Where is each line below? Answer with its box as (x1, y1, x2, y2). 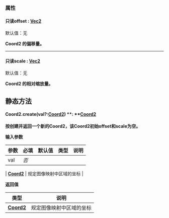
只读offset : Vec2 (5, 18, 42, 24)
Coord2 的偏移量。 (5, 41, 44, 47)
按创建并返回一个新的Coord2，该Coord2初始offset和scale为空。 (5, 123, 141, 129)
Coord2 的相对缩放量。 (5, 81, 53, 87)
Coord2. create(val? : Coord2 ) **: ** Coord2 (5, 111, 97, 117)
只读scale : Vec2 (5, 58, 40, 64)
